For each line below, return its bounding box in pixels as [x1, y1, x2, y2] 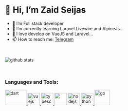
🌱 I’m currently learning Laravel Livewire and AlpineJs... [12, 25, 124, 31]
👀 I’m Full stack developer [12, 20, 64, 26]
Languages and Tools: [5, 78, 58, 85]
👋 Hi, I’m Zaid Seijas [5, 4, 86, 16]
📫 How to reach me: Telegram [12, 36, 74, 42]
